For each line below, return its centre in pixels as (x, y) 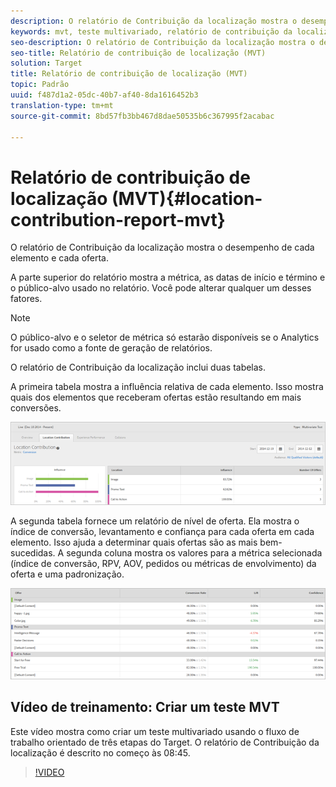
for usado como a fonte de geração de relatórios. (111, 348)
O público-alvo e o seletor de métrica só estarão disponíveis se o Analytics (165, 337)
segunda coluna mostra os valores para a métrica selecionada (194, 552)
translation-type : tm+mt (62, 105)
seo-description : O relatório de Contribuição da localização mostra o (162, 42)
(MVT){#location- (187, 198)
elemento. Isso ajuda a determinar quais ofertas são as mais (134, 542)
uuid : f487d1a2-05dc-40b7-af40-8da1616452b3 (104, 95)
